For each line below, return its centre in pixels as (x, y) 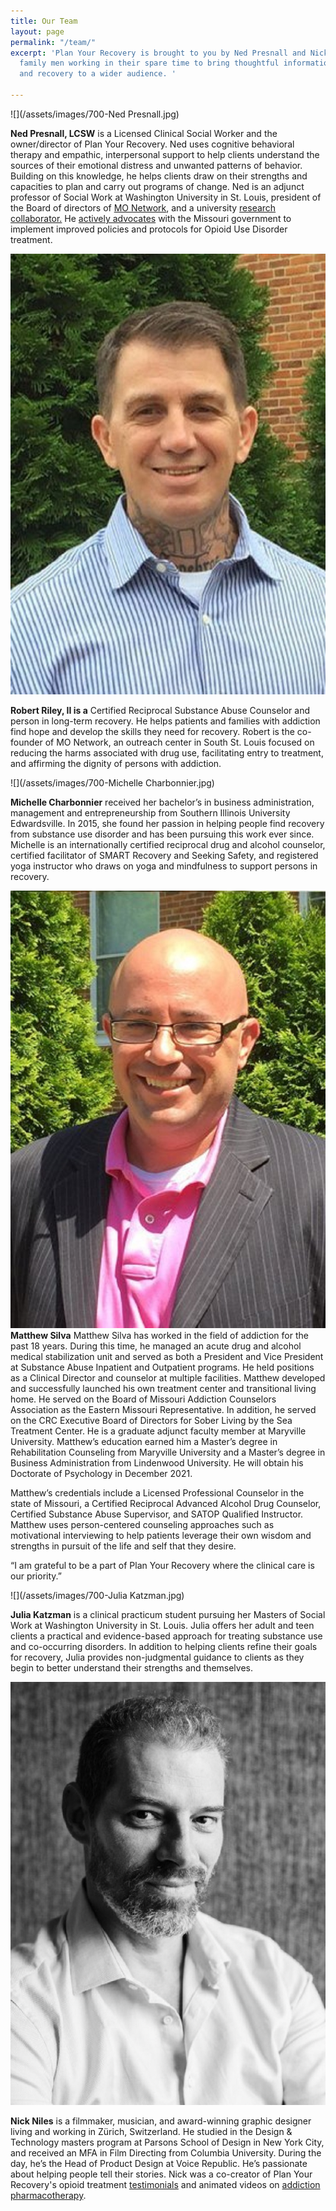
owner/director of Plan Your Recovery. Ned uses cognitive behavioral (152, 144)
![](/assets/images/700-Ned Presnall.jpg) (95, 114)
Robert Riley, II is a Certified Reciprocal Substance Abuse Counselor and (160, 710)
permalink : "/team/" (53, 42)
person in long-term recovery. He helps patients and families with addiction (165, 721)
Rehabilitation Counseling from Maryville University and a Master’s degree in (168, 1452)
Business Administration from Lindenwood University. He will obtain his (157, 1462)
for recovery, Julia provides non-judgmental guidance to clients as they (157, 1657)
